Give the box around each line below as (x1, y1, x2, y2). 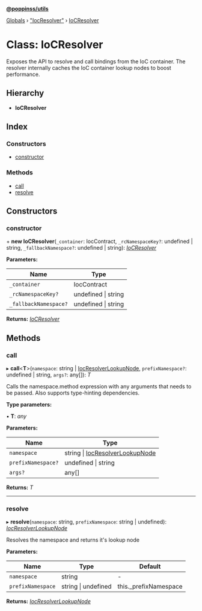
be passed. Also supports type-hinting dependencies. (6, 389, 140, 397)
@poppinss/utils (6, 5, 49, 12)
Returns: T (6, 484, 34, 491)
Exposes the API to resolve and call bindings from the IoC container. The (6, 57, 186, 65)
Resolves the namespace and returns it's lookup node (6, 536, 140, 543)
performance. (6, 71, 40, 78)
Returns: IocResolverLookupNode (6, 598, 91, 605)
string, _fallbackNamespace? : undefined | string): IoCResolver (6, 244, 157, 252)
